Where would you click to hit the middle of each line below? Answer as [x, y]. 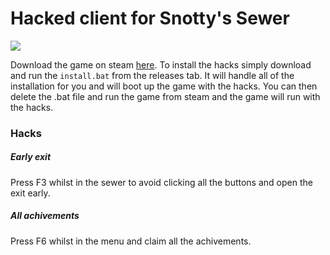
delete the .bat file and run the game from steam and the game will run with [165, 96]
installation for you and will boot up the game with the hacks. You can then [164, 86]
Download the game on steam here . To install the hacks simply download [161, 64]
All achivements [45, 216]
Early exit [31, 157]
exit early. [30, 193]
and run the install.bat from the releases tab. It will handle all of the [152, 75]
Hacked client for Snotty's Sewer [150, 18]
